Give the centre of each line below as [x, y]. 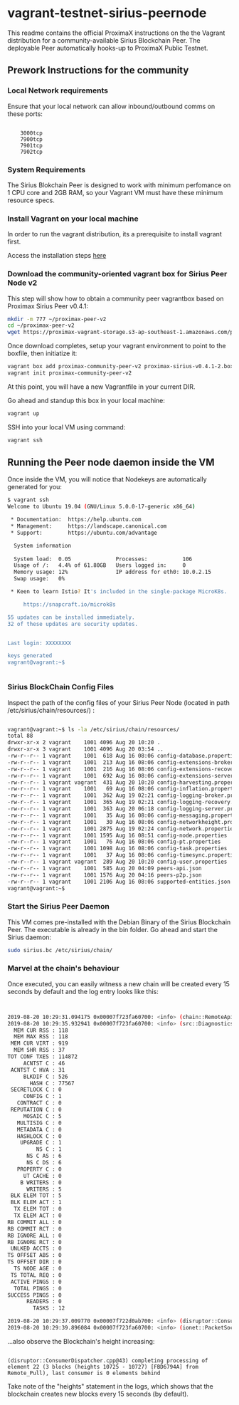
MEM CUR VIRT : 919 [39, 1044]
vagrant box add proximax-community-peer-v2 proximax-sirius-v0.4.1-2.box [121, 367]
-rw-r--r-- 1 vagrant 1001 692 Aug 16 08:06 [81, 775]
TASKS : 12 [49, 1308]
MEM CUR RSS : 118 [41, 1030]
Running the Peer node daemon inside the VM [111, 463]
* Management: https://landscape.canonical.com [89, 526]
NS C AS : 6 [44, 1156]
